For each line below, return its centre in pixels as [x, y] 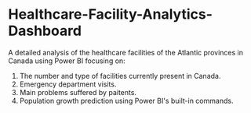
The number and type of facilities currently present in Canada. [120, 76]
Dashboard [45, 31]
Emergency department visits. [68, 84]
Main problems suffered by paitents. [78, 92]
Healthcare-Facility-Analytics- [111, 14]
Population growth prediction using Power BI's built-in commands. [126, 101]
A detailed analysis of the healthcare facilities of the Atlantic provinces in [125, 52]
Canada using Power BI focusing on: [67, 61]
